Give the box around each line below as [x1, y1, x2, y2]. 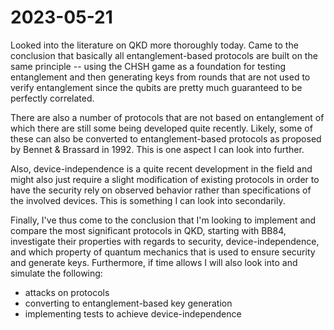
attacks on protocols [24, 286, 110, 298]
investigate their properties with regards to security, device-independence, [10, 235, 320, 247]
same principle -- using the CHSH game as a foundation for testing [10, 60, 287, 72]
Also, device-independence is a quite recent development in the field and [10, 162, 313, 175]
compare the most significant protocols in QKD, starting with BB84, [10, 224, 287, 236]
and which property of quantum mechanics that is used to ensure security [10, 246, 316, 258]
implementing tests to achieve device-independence [24, 307, 242, 320]
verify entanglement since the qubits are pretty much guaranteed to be [10, 81, 303, 93]
